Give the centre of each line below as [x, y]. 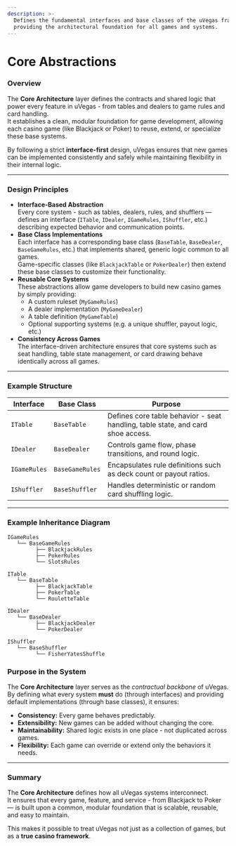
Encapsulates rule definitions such [164, 465]
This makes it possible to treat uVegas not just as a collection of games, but [117, 828]
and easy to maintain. [38, 815]
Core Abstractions [62, 61]
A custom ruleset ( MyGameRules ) [73, 302]
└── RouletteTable [63, 599]
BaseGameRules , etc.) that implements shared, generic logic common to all [123, 249]
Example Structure [40, 386]
